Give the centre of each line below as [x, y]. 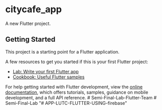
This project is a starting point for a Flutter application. [62, 51]
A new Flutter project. [28, 23]
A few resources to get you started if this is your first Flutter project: [77, 62]
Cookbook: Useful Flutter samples [49, 77]
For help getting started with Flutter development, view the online [74, 87]
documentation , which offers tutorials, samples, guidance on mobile [77, 92]
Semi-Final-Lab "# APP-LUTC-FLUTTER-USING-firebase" [66, 103]
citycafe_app [34, 9]
